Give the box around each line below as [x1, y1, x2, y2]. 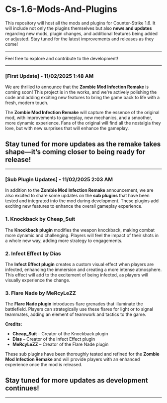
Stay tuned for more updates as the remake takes [5, 139, 161, 148]
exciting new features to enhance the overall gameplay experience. [5, 203, 143, 209]
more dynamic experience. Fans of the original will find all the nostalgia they [5, 120, 161, 126]
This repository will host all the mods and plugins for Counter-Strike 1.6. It [5, 20, 156, 26]
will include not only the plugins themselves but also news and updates [5, 25, 152, 31]
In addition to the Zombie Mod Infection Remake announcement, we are [5, 187, 154, 193]
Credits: [5, 321, 22, 327]
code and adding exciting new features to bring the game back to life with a [5, 95, 160, 101]
